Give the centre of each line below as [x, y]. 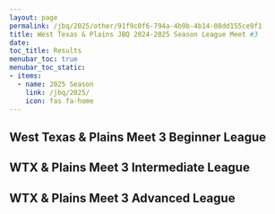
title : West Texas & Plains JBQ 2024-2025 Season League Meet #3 [133, 34]
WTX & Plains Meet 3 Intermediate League [130, 168]
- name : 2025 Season [56, 84]
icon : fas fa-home [60, 101]
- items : [26, 76]
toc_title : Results [46, 51]
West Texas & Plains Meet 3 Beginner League [138, 137]
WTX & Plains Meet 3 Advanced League [122, 198]
